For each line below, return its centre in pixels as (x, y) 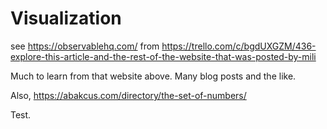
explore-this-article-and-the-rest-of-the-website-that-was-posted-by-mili (163, 56)
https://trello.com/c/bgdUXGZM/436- (239, 46)
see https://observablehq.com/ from (85, 46)
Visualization (66, 18)
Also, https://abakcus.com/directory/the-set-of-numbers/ (128, 95)
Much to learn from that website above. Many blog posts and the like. (153, 76)
